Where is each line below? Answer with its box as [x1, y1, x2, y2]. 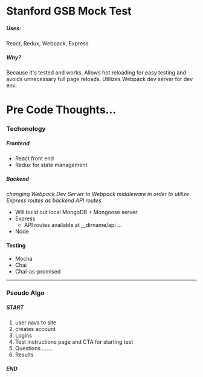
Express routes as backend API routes [6, 197, 101, 204]
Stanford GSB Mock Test [6, 4, 132, 18]
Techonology [6, 125, 47, 133]
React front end [14, 155, 54, 162]
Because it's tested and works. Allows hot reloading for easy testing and [6, 69, 186, 76]
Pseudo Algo [6, 289, 45, 297]
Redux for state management [14, 162, 88, 169]
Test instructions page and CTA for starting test [14, 338, 134, 346]
